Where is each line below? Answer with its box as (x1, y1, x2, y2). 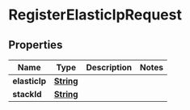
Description (86, 62, 133, 73)
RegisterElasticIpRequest (8, 6, 182, 24)
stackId (12, 89, 42, 99)
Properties (8, 38, 63, 52)
